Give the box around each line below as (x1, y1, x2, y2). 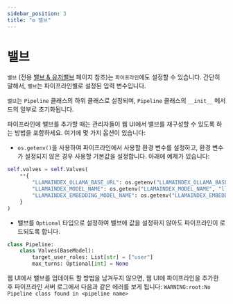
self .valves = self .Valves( (7, 166, 89, 173)
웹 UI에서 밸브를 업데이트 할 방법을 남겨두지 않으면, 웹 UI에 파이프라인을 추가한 (7, 274, 219, 282)
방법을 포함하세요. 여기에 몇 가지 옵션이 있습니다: (14, 129, 146, 137)
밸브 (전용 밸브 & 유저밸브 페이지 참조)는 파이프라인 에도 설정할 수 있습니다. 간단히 (7, 73, 221, 81)
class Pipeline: (7, 241, 54, 248)
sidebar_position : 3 (7, 10, 67, 17)
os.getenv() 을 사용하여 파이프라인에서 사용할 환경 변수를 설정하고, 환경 (17, 143, 212, 152)
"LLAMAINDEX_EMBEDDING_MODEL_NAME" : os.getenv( (32, 192, 172, 199)
